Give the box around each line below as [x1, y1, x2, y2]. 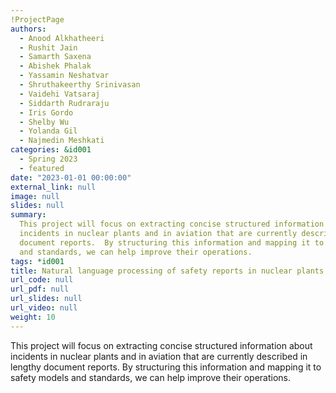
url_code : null [10, 275, 74, 285]
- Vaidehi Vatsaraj [19, 89, 101, 99]
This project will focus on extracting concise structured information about [10, 339, 313, 351]
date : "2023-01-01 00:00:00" [10, 172, 132, 183]
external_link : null [10, 182, 97, 192]
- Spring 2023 [19, 154, 78, 164]
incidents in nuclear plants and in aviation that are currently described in [10, 350, 308, 362]
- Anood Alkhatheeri [19, 33, 105, 43]
